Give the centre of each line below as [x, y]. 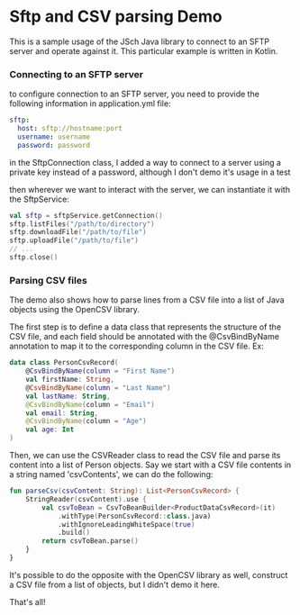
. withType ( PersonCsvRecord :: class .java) [134, 516]
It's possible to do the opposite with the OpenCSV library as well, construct [149, 574]
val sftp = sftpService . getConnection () [86, 215]
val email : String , [62, 413]
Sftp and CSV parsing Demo [116, 17]
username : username [54, 137]
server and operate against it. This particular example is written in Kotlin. [144, 50]
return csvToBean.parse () [91, 541]
